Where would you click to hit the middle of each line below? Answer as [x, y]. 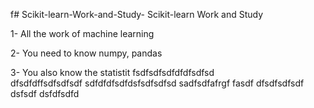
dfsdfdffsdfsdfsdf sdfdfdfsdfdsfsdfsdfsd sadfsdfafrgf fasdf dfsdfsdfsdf [157, 83]
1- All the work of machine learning [82, 33]
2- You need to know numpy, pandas [86, 53]
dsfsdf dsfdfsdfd [45, 93]
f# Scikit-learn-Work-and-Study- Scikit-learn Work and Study [137, 14]
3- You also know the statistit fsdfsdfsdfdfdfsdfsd [112, 72]
